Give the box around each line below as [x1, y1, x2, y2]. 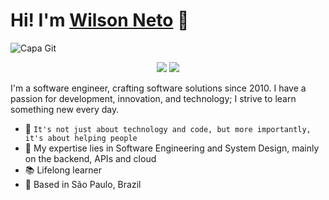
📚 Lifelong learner [24, 164, 103, 176]
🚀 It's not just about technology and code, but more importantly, [24, 122, 312, 134]
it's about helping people [24, 133, 138, 143]
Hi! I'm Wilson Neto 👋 [10, 9, 190, 32]
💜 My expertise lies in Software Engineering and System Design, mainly [24, 142, 320, 154]
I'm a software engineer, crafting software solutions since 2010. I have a [10, 82, 307, 94]
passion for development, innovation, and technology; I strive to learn [10, 92, 297, 104]
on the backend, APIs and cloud [24, 152, 157, 164]
